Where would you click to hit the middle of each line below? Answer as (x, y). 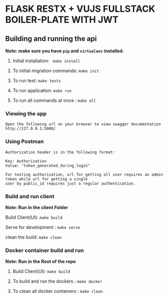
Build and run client (30, 196)
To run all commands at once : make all (54, 100)
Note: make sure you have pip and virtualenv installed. (65, 51)
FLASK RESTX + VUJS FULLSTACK (80, 9)
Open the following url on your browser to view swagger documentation (83, 124)
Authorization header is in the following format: (60, 152)
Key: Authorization (26, 161)
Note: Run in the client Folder (37, 207)
